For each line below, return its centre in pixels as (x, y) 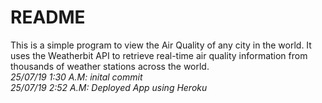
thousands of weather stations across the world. (110, 66)
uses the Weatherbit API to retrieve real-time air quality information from (159, 55)
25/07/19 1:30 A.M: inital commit (76, 77)
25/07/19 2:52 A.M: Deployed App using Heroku (109, 87)
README (48, 17)
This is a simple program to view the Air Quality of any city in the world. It (161, 45)
